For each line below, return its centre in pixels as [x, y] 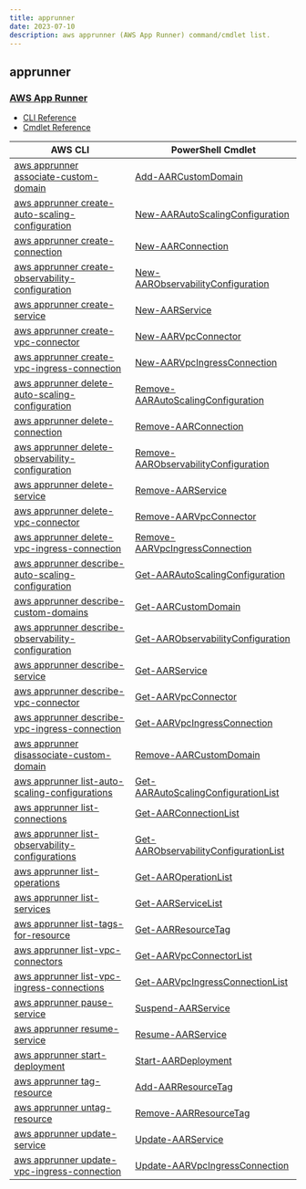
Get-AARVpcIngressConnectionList [212, 982]
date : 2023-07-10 [42, 26]
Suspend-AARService [183, 1008]
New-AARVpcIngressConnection [206, 363]
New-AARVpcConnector [188, 337]
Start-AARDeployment [184, 1061]
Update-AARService [179, 1140]
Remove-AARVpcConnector [196, 516]
